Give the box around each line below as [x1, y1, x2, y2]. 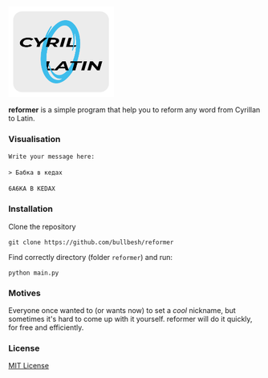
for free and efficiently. [8, 323, 84, 332]
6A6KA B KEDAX [8, 185, 56, 193]
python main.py [8, 269, 59, 277]
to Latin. [8, 114, 35, 123]
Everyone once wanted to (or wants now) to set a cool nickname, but [8, 305, 237, 315]
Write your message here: [8, 152, 95, 161]
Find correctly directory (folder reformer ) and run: [8, 252, 173, 262]
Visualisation [8, 133, 61, 144]
